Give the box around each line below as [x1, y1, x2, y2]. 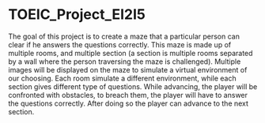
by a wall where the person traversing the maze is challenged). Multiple [8, 57, 241, 66]
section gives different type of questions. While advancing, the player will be [8, 81, 258, 91]
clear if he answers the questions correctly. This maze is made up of [8, 39, 232, 49]
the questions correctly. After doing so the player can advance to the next [8, 99, 249, 108]
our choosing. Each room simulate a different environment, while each [8, 73, 237, 83]
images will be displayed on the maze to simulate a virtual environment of [8, 65, 248, 74]
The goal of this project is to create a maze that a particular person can [8, 32, 240, 41]
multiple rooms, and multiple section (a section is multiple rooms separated [8, 48, 253, 58]
